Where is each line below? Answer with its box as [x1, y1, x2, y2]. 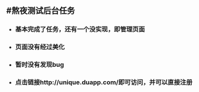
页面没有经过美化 [14, 43, 65, 51]
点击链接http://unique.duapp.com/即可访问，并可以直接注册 [14, 78, 193, 87]
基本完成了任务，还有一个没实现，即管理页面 [14, 25, 145, 34]
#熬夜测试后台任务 [6, 5, 75, 16]
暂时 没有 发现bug [14, 61, 65, 69]
